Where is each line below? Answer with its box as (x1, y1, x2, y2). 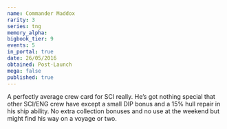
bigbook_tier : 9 (7, 36, 54, 43)
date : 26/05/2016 (7, 55, 57, 62)
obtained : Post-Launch (7, 61, 72, 68)
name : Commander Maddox (7, 10, 76, 17)
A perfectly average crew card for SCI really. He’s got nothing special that (7, 93, 215, 101)
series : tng (7, 23, 41, 30)
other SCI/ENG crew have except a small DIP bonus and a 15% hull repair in (7, 100, 221, 108)
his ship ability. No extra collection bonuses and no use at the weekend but (7, 107, 220, 115)
